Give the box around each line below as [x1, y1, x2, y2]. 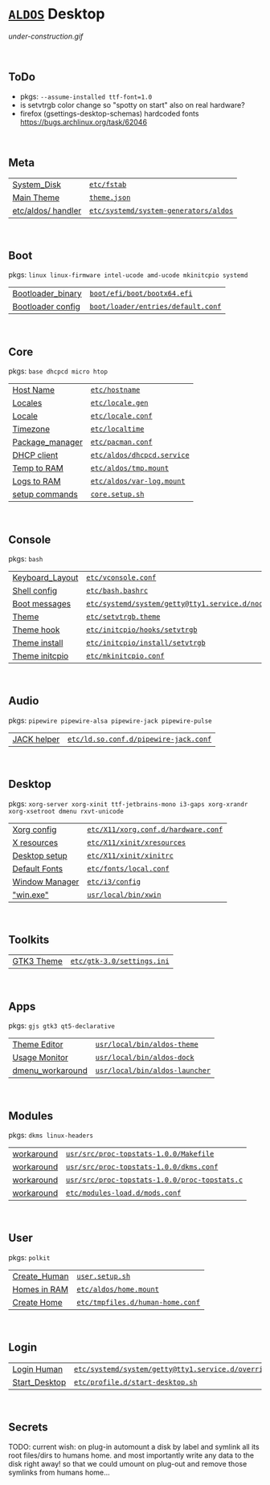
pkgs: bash [8, 554, 43, 563]
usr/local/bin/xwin [87, 890, 162, 900]
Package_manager [12, 437, 83, 448]
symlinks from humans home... [8, 1467, 110, 1477]
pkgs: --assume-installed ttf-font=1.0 [19, 92, 153, 101]
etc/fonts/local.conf [87, 864, 170, 873]
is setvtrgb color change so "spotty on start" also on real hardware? [19, 100, 245, 109]
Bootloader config [12, 301, 80, 312]
